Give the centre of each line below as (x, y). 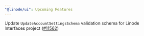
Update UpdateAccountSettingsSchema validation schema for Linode (72, 23)
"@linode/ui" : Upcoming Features (39, 9)
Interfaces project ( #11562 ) (32, 28)
